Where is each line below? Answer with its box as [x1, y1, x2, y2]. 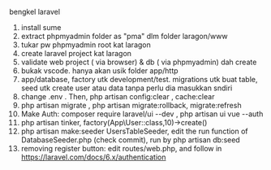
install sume [20, 23, 62, 32]
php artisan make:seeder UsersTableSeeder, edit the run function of [20, 126, 248, 136]
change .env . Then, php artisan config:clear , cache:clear [20, 92, 215, 101]
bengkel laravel [9, 7, 60, 16]
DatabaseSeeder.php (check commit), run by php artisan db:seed [20, 135, 240, 145]
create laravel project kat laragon [20, 49, 132, 58]
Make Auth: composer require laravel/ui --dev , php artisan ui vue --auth [20, 109, 264, 119]
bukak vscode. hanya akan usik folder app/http [20, 66, 179, 76]
